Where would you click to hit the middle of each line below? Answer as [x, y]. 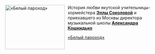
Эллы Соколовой [115, 13]
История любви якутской [94, 7]
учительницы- [136, 7]
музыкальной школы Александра [103, 23]
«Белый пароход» [86, 37]
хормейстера [82, 13]
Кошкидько [80, 28]
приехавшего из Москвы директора [105, 18]
